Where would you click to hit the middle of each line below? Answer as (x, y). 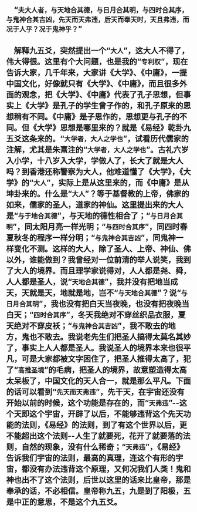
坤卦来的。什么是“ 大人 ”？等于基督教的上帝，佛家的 (98, 193)
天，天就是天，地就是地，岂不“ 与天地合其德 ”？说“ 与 (97, 293)
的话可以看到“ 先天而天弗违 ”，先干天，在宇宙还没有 (95, 392)
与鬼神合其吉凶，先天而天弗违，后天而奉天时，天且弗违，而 (98, 20)
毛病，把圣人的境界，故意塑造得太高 (121, 370)
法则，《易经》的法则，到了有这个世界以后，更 (104, 425)
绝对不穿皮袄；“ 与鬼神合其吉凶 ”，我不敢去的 (91, 326)
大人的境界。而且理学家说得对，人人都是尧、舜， (102, 270)
